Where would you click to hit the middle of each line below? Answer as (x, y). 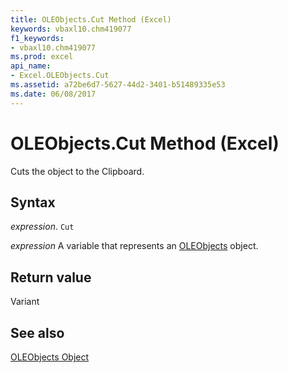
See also (37, 332)
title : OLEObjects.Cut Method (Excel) (91, 19)
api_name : (31, 66)
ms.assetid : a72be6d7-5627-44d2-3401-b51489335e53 (118, 85)
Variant (25, 302)
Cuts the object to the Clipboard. (77, 171)
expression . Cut (42, 227)
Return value (51, 277)
